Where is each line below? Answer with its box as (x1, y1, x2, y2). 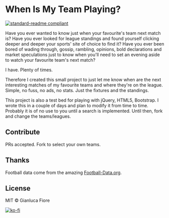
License (5, 184, 31, 193)
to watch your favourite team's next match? (5, 57, 96, 63)
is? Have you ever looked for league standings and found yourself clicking (5, 35, 159, 41)
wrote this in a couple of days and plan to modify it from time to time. (5, 102, 149, 108)
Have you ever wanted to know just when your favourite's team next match (5, 30, 161, 36)
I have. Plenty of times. (5, 67, 53, 73)
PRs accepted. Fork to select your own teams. (5, 141, 101, 147)
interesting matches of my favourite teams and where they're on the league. (5, 82, 163, 88)
